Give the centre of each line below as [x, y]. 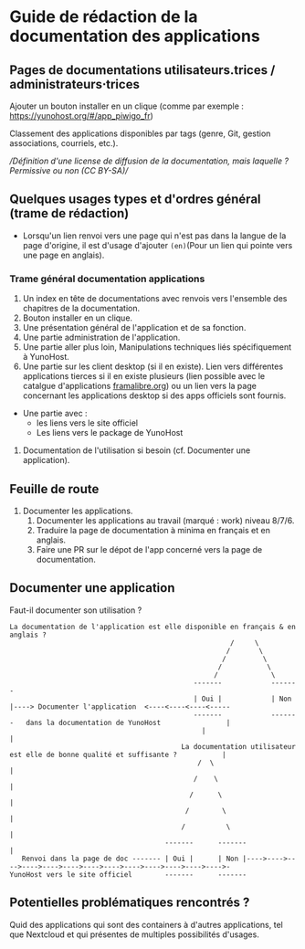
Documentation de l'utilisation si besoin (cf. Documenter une [137, 450]
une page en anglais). [63, 255]
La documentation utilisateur [239, 746]
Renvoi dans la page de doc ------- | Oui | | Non [130, 859]
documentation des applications [135, 36]
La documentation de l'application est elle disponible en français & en [153, 627]
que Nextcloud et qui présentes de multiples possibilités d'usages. [135, 934]
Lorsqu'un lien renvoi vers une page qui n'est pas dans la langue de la [154, 236]
